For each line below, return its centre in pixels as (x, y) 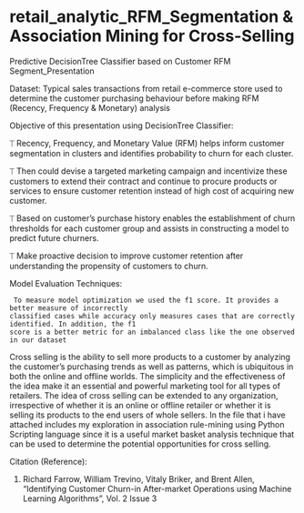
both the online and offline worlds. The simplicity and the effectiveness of (147, 376)
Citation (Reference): (49, 461)
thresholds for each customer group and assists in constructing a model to (149, 228)
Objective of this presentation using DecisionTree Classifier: (122, 126)
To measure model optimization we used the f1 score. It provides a (146, 300)
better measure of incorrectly (69, 308)
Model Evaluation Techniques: (66, 283)
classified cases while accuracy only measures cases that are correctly (152, 316)
